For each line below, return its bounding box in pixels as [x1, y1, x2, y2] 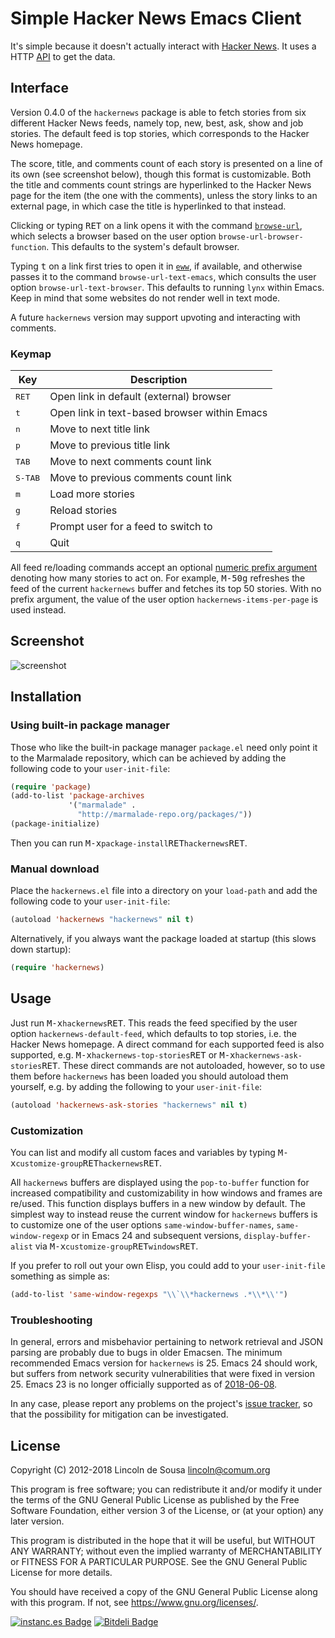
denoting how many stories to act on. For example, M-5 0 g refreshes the [10, 572, 306, 584]
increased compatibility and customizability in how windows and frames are [10, 1187, 323, 1199]
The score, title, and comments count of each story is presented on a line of [10, 157, 323, 169]
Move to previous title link [49, 438, 171, 452]
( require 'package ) [10, 782, 92, 792]
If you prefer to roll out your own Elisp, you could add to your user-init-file [10, 1259, 326, 1271]
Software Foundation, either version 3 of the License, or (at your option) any [10, 1504, 324, 1516]
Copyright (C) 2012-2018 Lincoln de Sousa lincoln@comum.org [10, 1463, 271, 1476]
